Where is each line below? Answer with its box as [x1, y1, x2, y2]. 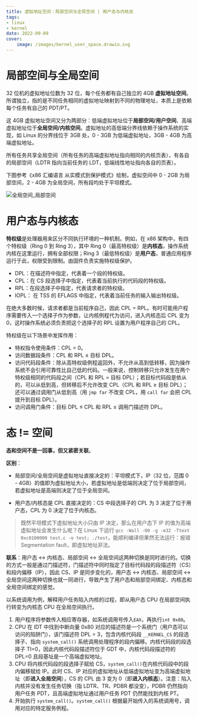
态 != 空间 [6, 426, 53, 439]
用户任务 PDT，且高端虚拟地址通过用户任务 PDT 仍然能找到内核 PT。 [14, 689, 182, 697]
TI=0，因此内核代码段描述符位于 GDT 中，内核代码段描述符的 [26, 645, 176, 653]
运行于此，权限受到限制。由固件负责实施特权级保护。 [6, 257, 136, 264]
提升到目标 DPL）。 [14, 396, 60, 403]
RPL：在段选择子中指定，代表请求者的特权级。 [14, 284, 128, 291]
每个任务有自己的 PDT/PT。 [6, 104, 72, 111]
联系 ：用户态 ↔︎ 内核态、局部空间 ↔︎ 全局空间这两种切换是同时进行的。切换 [6, 553, 192, 561]
